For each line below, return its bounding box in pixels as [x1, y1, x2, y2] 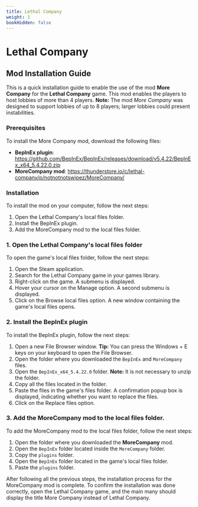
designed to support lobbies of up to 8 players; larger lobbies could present [6, 103, 190, 110]
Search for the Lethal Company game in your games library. [14, 272, 161, 279]
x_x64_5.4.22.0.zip [14, 161, 61, 168]
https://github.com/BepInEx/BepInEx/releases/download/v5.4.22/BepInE [14, 155, 191, 162]
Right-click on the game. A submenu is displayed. [14, 278, 136, 285]
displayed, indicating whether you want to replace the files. [14, 393, 159, 400]
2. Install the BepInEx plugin [6, 318, 88, 326]
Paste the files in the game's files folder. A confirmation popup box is [14, 387, 183, 394]
